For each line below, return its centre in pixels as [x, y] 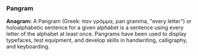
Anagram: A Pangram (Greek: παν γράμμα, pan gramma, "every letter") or [99, 21]
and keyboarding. [28, 46]
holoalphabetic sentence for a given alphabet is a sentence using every [95, 27]
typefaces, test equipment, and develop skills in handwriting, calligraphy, [97, 41]
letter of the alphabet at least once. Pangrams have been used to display [97, 34]
